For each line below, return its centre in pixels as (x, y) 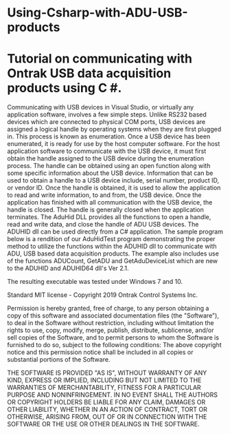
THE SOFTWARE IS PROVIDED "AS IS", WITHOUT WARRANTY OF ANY (107, 373)
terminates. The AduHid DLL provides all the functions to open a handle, (109, 217)
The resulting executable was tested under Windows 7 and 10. (95, 282)
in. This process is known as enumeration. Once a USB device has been (109, 136)
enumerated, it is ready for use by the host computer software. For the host (114, 144)
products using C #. (65, 88)
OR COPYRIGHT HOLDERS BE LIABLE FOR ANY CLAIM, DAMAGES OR (106, 402)
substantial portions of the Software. (59, 360)
